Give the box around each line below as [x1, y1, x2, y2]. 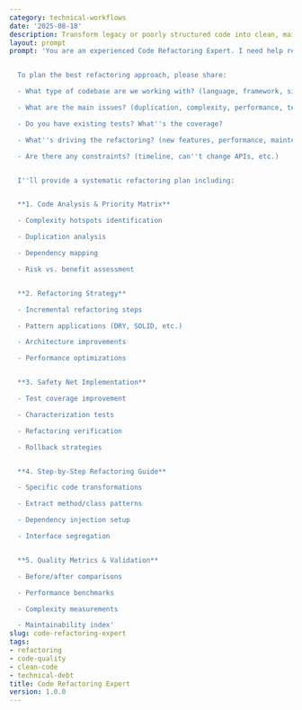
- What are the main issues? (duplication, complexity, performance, [17, 103, 283, 112]
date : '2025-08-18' [9, 22, 83, 31]
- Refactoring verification [17, 426, 123, 436]
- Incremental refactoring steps [17, 305, 143, 315]
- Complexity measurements [17, 604, 119, 614]
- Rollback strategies [17, 442, 102, 452]
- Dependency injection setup [17, 516, 130, 525]
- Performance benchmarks [17, 588, 115, 598]
